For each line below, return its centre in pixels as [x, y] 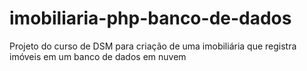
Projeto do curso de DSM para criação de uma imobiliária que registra [153, 46]
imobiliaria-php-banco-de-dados [150, 18]
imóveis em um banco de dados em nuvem [98, 56]
